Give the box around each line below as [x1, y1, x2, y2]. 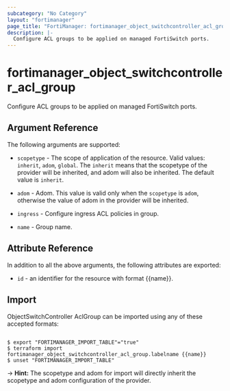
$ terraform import [7, 344, 63, 352]
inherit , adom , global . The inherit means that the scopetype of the [16, 161, 207, 169]
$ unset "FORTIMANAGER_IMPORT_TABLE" [7, 357, 115, 364]
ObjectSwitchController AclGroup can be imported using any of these [7, 312, 203, 320]
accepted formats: [7, 320, 60, 328]
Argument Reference [7, 122, 99, 134]
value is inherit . [16, 176, 64, 184]
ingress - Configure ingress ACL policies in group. [16, 209, 159, 217]
